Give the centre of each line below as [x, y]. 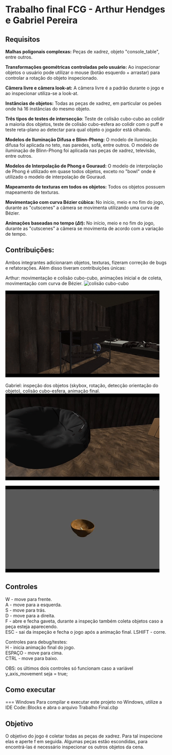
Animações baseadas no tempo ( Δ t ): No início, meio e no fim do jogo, [80, 223]
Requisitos [23, 39]
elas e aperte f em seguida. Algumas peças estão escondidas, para [77, 742]
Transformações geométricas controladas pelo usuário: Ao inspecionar [83, 67]
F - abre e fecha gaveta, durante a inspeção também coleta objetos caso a [84, 621]
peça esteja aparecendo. [32, 626]
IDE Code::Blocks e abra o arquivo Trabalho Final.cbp [62, 708]
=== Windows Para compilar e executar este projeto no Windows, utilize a [84, 702]
